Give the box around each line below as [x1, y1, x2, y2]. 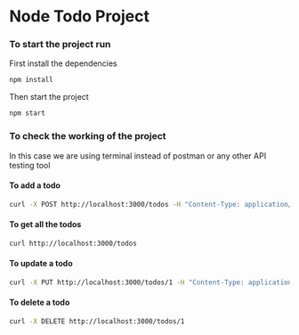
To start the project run [9, 38, 111, 51]
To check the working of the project [9, 130, 166, 143]
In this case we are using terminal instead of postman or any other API [9, 150, 267, 161]
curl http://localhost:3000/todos [9, 239, 138, 248]
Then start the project [9, 92, 89, 102]
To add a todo [9, 180, 61, 191]
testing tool [9, 159, 51, 170]
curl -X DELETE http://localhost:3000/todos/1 [9, 316, 185, 326]
